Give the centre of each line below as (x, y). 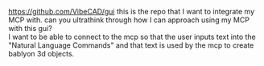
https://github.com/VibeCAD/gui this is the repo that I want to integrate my (132, 12)
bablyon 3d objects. (41, 54)
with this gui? (30, 28)
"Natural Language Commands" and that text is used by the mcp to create (131, 45)
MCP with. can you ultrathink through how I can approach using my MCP (129, 20)
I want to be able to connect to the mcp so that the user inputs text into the (132, 37)
